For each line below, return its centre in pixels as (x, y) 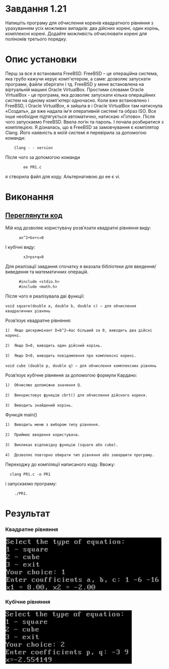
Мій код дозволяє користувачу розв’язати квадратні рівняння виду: (78, 228)
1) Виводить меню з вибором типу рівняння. (53, 425)
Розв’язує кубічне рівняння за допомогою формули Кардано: (71, 375)
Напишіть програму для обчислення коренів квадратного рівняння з (79, 23)
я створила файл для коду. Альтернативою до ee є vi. (63, 176)
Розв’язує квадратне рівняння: (38, 320)
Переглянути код (34, 216)
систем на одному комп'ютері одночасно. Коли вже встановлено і (77, 100)
